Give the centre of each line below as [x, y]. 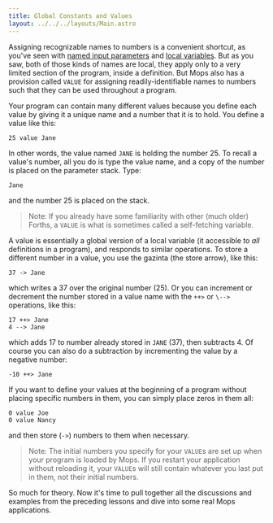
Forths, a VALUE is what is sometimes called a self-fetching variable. [141, 224]
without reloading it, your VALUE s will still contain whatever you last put [146, 468]
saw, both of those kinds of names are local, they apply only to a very [125, 64]
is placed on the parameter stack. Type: [75, 170]
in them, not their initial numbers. [83, 477]
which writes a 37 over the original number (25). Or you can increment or [131, 288]
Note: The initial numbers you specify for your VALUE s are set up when [145, 451]
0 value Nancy [32, 420]
